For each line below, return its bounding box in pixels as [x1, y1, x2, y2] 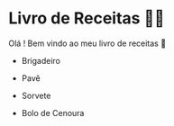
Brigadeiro [21, 55, 60, 66]
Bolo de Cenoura [21, 107, 85, 118]
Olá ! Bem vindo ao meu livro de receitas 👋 [8, 38, 167, 49]
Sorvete [21, 90, 51, 101]
